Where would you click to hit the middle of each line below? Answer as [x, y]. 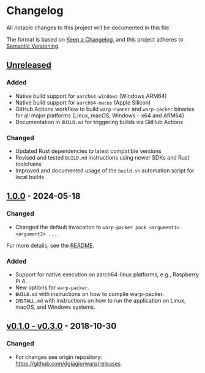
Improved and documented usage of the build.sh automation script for [105, 170]
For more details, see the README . [50, 245]
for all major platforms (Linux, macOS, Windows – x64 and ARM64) [100, 115]
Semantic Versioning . [33, 46]
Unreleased [29, 65]
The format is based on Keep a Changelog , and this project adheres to [95, 39]
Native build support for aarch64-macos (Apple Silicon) [83, 102]
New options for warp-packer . [52, 287]
